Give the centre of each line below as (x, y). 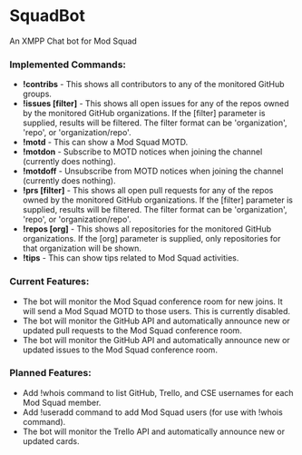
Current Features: (49, 282)
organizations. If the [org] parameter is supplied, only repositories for (151, 239)
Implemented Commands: (68, 64)
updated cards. (51, 440)
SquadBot (48, 16)
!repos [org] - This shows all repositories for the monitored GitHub (147, 229)
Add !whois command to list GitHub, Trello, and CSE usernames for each (158, 392)
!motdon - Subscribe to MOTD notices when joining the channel (142, 152)
